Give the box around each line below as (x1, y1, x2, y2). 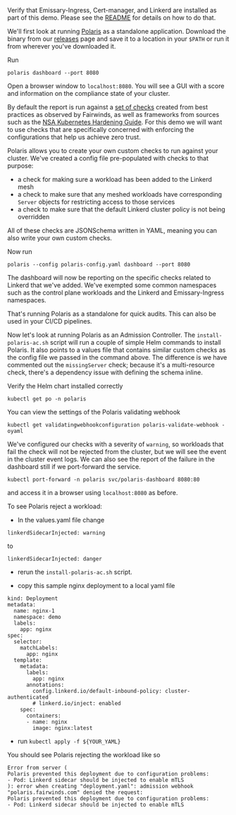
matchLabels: (20, 644, 58, 651)
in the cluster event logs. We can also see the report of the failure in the (7, 455, 215, 463)
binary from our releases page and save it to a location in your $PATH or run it (7, 35, 230, 43)
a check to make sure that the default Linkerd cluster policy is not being (17, 205, 225, 214)
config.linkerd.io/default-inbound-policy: (32, 687, 162, 694)
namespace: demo (13, 613, 61, 620)
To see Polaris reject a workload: (7, 502, 102, 510)
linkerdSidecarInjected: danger (7, 556, 102, 563)
